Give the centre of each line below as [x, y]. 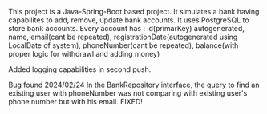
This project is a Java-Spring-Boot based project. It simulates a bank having [134, 12]
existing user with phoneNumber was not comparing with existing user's [128, 93]
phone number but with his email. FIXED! [75, 102]
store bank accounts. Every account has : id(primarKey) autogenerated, [126, 28]
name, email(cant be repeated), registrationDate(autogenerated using [123, 37]
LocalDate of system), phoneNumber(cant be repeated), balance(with [123, 45]
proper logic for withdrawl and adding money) [84, 54]
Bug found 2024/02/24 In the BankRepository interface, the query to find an [134, 85]
